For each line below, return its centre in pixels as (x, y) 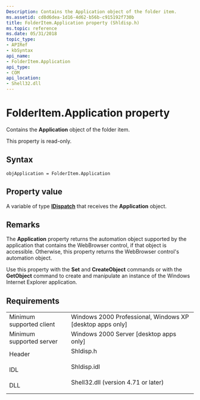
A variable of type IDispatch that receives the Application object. (87, 206)
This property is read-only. (39, 141)
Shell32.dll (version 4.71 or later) (118, 383)
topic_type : (21, 39)
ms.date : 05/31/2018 (32, 34)
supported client (32, 324)
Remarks (23, 225)
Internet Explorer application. (42, 282)
